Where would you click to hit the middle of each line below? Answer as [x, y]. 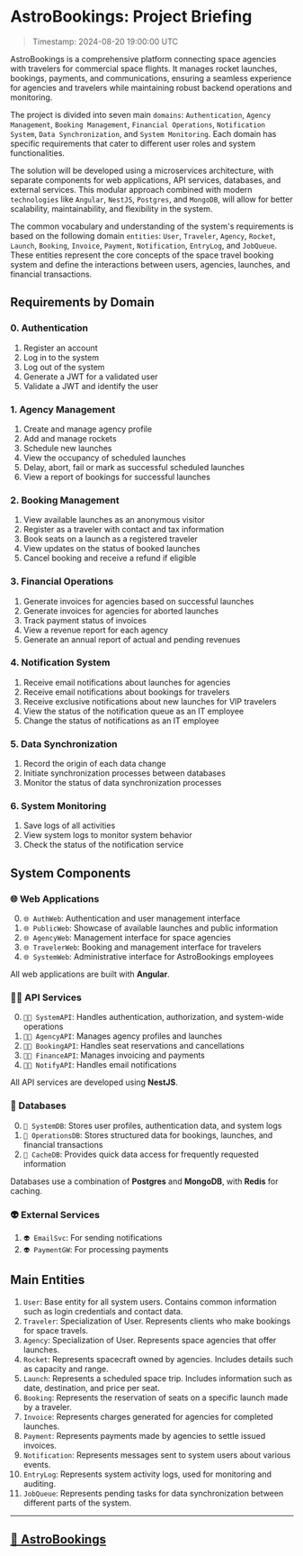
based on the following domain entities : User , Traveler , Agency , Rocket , [143, 235]
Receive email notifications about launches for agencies [127, 682]
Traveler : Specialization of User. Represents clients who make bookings [157, 1321]
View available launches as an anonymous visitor [114, 520]
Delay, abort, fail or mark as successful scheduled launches [134, 467]
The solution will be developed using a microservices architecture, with [142, 170]
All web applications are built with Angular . [90, 974]
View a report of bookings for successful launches [116, 477]
